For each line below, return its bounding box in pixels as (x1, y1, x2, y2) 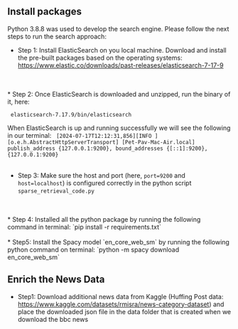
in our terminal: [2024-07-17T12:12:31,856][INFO (7, 131, 152, 139)
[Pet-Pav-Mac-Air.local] (121, 139, 195, 146)
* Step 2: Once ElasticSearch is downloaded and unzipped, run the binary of (7, 90, 231, 98)
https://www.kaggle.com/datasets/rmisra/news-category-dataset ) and (17, 300, 225, 308)
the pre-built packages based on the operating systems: (17, 53, 183, 62)
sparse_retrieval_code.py (17, 188, 94, 195)
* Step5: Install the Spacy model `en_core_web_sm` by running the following (7, 237, 229, 246)
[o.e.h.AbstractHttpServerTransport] (7, 139, 119, 146)
